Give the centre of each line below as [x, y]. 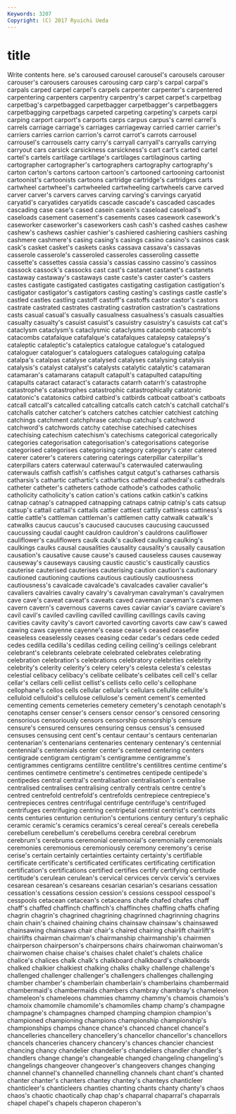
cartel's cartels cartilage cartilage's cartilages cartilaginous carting [105, 158]
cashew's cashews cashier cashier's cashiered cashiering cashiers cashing [117, 232]
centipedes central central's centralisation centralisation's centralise [106, 781]
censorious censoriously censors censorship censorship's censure [105, 721]
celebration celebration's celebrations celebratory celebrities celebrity [109, 660]
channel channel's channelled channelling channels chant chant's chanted [116, 1073]
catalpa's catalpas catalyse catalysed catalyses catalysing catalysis [106, 360]
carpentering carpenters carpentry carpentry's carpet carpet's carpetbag [114, 97]
